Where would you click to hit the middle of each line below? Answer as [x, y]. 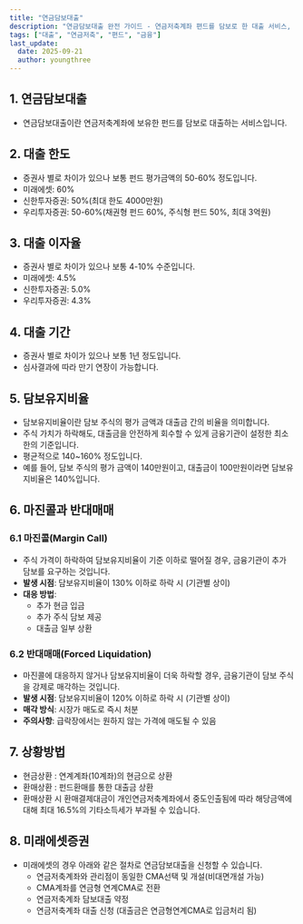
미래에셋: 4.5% [49, 278]
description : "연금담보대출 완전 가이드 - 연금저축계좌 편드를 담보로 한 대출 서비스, [151, 26]
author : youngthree [54, 60]
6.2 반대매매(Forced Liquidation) [81, 653]
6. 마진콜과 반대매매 [62, 510]
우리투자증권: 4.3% [57, 301]
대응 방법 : [39, 594]
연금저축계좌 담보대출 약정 [83, 899]
